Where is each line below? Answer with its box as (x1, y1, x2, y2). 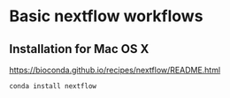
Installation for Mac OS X (9, 41, 149, 57)
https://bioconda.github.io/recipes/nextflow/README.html (9, 64, 221, 75)
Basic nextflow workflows (9, 6, 203, 26)
